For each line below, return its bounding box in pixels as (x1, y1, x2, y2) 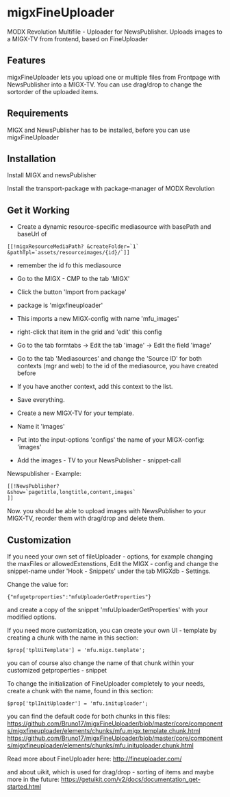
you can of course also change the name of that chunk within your (7, 659, 194, 667)
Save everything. (16, 396, 65, 404)
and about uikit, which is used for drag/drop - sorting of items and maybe (7, 768, 214, 776)
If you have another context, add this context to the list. (16, 383, 173, 391)
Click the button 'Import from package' (16, 288, 127, 296)
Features (7, 55, 46, 67)
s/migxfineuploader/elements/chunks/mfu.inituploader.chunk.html (7, 741, 194, 750)
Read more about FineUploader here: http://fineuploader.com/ (7, 754, 182, 763)
